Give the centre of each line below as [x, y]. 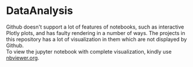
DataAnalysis [40, 11]
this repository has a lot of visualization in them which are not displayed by [96, 39]
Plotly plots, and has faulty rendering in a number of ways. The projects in [96, 33]
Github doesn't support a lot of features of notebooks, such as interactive [95, 27]
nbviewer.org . [23, 58]
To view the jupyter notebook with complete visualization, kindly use [89, 51]
